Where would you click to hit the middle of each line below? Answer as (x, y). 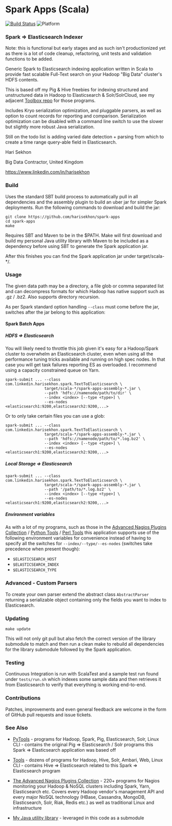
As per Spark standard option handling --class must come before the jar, (82, 306)
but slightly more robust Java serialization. (50, 127)
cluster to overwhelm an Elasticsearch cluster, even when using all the (79, 354)
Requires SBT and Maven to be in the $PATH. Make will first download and (84, 235)
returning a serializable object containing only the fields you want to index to (86, 600)
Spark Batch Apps (25, 324)
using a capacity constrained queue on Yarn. (52, 370)
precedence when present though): (43, 549)
